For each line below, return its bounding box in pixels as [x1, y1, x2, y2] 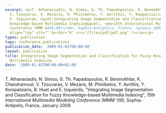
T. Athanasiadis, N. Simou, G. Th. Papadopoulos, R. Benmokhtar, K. [5, 76, 142, 82]
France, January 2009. [25, 103, 72, 109]
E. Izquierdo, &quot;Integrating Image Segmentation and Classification [9, 16, 163, 21]
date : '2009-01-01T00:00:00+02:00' [5, 62, 79, 67]
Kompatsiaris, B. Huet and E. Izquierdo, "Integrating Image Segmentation [5, 87, 153, 93]
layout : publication [5, 49, 48, 54]
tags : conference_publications [5, 40, 70, 45]
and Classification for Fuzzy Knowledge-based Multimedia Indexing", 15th [5, 92, 156, 98]
